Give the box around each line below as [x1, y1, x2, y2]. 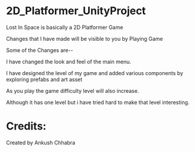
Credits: [6, 119, 47, 133]
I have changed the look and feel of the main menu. [6, 58, 132, 65]
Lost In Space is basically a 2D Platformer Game [6, 24, 123, 31]
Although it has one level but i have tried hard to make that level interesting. [6, 99, 190, 106]
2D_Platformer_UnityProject [6, 4, 146, 18]
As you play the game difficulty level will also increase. [6, 87, 139, 94]
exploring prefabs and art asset [6, 76, 83, 83]
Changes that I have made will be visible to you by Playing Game [6, 35, 164, 42]
